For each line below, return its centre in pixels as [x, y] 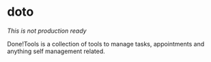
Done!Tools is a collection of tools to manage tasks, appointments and [106, 44]
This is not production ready [47, 31]
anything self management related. [56, 51]
